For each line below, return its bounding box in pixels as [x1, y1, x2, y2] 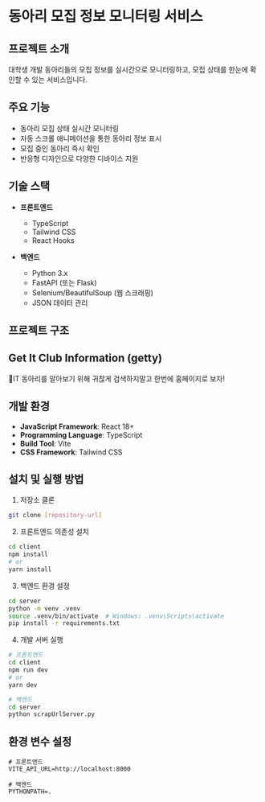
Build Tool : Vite [19, 438, 71, 448]
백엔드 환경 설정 [19, 581, 70, 590]
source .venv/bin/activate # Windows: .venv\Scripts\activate [8, 612, 225, 620]
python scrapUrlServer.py [8, 710, 95, 718]
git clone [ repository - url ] [8, 512, 103, 520]
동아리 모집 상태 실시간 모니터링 [19, 123, 119, 133]
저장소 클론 [19, 496, 55, 505]
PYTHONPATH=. [8, 788, 52, 796]
